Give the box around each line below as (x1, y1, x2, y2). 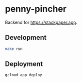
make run (5, 46, 23, 51)
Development (5, 33, 47, 42)
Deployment (5, 60, 43, 68)
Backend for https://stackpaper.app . (5, 19, 78, 25)
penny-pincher (5, 3, 67, 15)
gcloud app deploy (5, 73, 42, 78)
